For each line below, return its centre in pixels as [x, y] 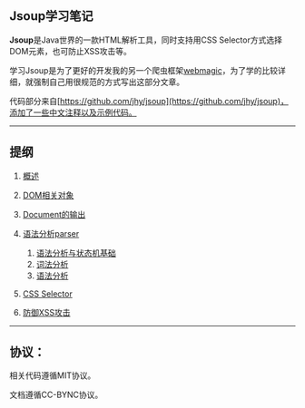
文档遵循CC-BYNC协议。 [56, 395]
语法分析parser [51, 233]
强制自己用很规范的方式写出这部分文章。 [108, 82]
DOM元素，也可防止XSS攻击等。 [70, 51]
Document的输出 [54, 214]
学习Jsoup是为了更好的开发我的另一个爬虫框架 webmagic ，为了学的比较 [144, 70]
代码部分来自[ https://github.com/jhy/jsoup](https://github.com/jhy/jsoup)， [149, 101]
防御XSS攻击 [46, 312]
